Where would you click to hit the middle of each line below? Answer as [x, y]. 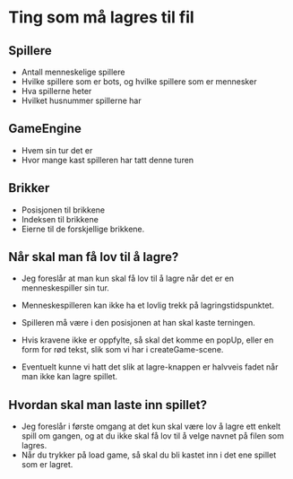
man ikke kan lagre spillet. [69, 377]
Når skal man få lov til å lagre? [94, 257]
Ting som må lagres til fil [101, 17]
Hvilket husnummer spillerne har [81, 100]
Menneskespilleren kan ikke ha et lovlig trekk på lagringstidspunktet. [148, 305]
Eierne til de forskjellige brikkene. [83, 229]
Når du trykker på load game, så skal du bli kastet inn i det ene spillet [149, 455]
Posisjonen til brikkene [63, 210]
